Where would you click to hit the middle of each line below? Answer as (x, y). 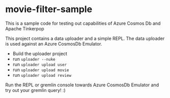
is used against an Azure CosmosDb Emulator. (54, 43)
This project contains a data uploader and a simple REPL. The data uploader (85, 38)
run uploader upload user (40, 64)
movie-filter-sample (49, 9)
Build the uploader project (40, 54)
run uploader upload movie (41, 70)
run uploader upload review (42, 75)
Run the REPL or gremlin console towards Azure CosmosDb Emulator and (82, 85)
